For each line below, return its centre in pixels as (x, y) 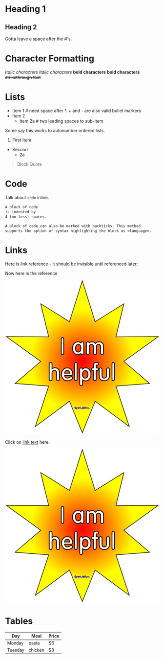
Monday (15, 643)
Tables (19, 621)
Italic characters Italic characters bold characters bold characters (72, 72)
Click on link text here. (28, 442)
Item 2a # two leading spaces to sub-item (61, 121)
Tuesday (16, 650)
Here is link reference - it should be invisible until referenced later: (72, 264)
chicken (37, 650)
